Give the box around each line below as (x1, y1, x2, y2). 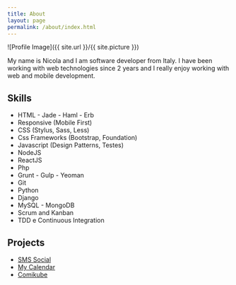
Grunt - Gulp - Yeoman (17, 171, 85, 180)
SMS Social (17, 255, 52, 264)
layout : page (7, 17, 46, 24)
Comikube (17, 270, 48, 279)
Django (17, 194, 39, 202)
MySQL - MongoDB (17, 201, 75, 209)
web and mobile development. (7, 71, 95, 80)
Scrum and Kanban (17, 209, 74, 217)
